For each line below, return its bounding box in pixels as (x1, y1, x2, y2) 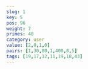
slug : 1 (6, 8, 26, 15)
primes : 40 (6, 31, 34, 37)
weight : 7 (6, 25, 32, 32)
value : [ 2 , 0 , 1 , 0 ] (6, 43, 50, 49)
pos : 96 (6, 20, 26, 26)
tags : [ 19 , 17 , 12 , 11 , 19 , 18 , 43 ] (6, 53, 83, 59)
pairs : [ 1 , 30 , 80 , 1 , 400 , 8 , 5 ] (6, 48, 78, 54)
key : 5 (6, 14, 23, 20)
